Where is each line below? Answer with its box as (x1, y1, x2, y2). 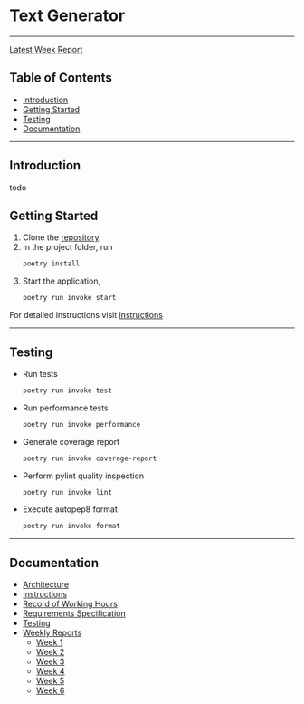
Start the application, (22, 275, 101, 286)
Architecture (22, 579, 70, 590)
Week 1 (35, 637, 63, 648)
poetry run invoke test (22, 386, 113, 395)
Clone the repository (22, 232, 100, 243)
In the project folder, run (22, 242, 113, 253)
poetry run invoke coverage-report (22, 454, 157, 463)
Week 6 (35, 685, 65, 696)
